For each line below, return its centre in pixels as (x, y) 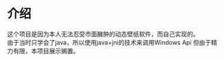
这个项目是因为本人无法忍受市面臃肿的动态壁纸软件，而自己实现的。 (103, 34)
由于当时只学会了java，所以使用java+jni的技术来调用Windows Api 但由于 (109, 42)
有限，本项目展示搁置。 (46, 51)
